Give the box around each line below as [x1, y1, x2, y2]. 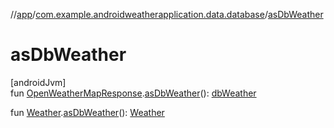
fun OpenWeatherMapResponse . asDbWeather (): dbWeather [10, 87, 257, 99]
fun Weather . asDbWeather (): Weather [10, 106, 165, 118]
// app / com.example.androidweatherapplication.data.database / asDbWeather [10, 9, 324, 20]
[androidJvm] [10, 76, 67, 88]
